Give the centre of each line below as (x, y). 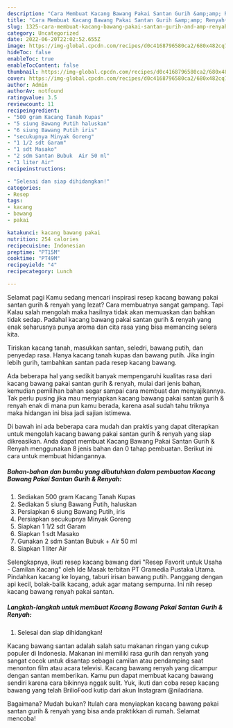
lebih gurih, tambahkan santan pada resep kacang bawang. (92, 362)
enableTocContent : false (43, 65)
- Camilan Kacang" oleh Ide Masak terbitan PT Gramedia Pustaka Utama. (112, 569)
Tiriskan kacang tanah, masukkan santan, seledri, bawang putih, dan (105, 348)
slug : (15, 26)
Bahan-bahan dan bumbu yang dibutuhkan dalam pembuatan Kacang (111, 472)
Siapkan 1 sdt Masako (48, 533)
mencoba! (21, 718)
